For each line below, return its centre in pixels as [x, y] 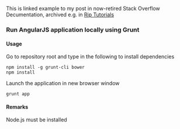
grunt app [18, 94]
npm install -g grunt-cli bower [45, 67]
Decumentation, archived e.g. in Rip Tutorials [60, 15]
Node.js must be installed [37, 120]
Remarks [17, 107]
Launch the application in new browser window [63, 83]
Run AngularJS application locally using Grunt [73, 30]
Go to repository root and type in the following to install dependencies [90, 57]
